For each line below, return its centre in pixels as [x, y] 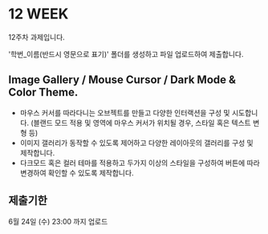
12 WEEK [39, 14]
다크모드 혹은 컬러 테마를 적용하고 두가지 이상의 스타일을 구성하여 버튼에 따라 [140, 163]
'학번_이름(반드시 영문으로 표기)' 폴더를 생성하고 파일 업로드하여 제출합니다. [126, 54]
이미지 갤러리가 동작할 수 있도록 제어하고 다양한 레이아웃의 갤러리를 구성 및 [137, 143]
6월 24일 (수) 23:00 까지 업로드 [58, 221]
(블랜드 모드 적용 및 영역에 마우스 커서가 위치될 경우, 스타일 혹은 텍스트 [141, 123]
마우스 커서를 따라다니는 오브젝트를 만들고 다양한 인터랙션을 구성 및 [125, 112]
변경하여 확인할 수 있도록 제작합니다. [77, 172]
